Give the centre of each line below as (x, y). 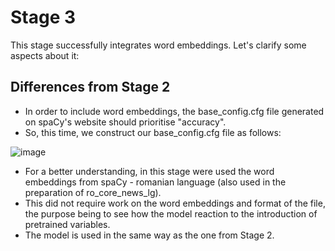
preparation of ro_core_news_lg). (93, 192)
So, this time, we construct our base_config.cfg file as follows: (153, 132)
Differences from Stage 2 (90, 87)
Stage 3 (43, 17)
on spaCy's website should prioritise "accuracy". (125, 122)
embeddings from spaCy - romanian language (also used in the (155, 182)
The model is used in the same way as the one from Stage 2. (149, 235)
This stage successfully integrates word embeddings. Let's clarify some (158, 45)
